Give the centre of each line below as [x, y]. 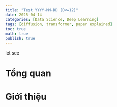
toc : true [16, 29]
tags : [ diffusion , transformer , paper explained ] [59, 24]
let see [12, 53]
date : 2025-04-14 [24, 15]
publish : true [20, 39]
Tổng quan [28, 74]
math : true [17, 34]
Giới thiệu [26, 97]
